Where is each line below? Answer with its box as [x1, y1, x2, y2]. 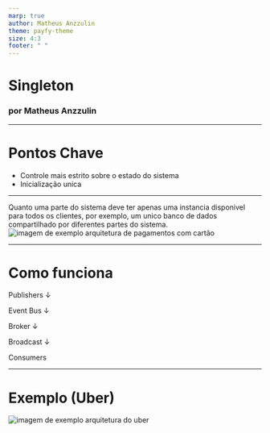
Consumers [8, 352, 47, 363]
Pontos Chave [8, 144, 104, 162]
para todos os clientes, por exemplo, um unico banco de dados [8, 210, 218, 220]
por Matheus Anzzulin [8, 106, 97, 117]
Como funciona [8, 264, 114, 282]
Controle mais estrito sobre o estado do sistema [19, 170, 179, 180]
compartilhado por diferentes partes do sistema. [8, 219, 169, 229]
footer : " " [8, 42, 48, 50]
